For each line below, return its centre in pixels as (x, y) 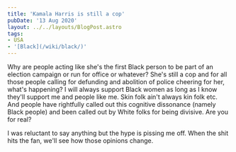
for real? (19, 119)
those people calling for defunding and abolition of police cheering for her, (116, 82)
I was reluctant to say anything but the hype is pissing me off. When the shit (118, 133)
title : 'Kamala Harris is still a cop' (66, 14)
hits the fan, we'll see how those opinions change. (80, 141)
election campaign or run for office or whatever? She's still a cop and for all (117, 74)
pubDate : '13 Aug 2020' (43, 21)
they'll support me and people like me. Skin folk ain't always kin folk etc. (112, 97)
